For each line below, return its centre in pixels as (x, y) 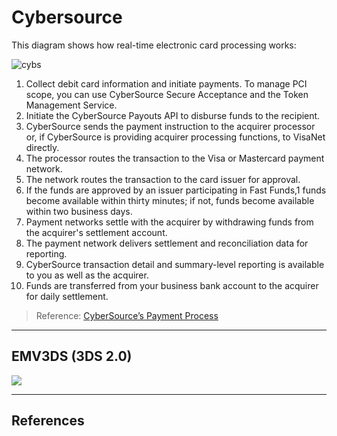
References (48, 421)
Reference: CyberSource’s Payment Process (127, 315)
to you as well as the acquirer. (87, 275)
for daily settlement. (67, 296)
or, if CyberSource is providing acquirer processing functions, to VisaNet (175, 137)
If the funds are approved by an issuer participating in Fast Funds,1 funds (176, 190)
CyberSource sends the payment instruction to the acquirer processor (170, 126)
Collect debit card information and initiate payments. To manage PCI (166, 83)
